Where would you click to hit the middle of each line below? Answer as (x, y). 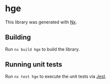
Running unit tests (34, 65)
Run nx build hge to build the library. (42, 49)
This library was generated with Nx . (41, 22)
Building (18, 37)
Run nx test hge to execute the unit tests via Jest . (56, 76)
